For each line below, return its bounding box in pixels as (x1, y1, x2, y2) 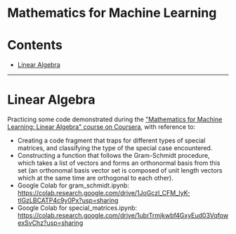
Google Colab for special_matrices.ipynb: (17, 204, 138, 212)
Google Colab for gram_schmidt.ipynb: (17, 181, 130, 190)
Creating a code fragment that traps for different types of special (17, 136, 206, 145)
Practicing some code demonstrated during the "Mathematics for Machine (7, 115, 223, 124)
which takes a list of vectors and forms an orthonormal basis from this (17, 159, 221, 167)
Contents (7, 37, 63, 54)
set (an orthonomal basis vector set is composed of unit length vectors (17, 166, 223, 175)
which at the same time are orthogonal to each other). (17, 174, 173, 183)
